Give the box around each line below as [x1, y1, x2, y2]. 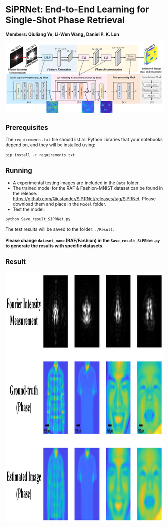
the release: [12, 190, 38, 196]
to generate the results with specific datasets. [5, 243, 104, 249]
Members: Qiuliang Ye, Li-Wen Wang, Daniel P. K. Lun [5, 31, 119, 37]
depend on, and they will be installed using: [5, 142, 96, 148]
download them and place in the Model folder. [12, 201, 107, 207]
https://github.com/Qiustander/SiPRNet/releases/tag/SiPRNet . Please [12, 195, 156, 202]
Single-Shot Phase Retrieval [5, 14, 125, 26]
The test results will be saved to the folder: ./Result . [5, 225, 114, 232]
